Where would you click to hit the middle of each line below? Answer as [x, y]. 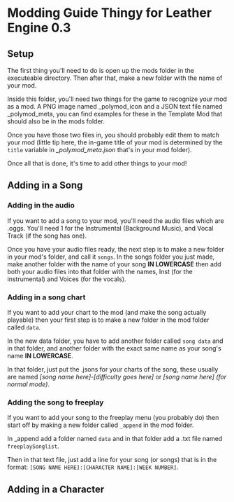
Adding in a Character [56, 489]
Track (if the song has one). [47, 236]
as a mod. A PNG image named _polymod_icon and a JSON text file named [115, 106]
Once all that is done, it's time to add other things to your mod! [97, 163]
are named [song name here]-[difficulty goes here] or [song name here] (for [117, 376]
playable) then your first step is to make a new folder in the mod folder [108, 320]
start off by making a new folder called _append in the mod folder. [101, 425]
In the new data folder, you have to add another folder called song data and [115, 341]
